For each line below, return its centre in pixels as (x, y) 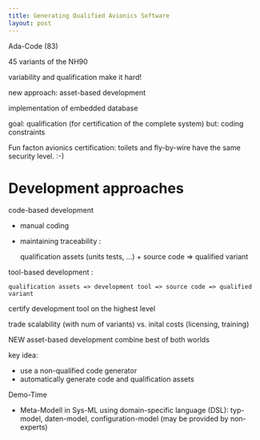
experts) (34, 427)
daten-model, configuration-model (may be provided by (136, 419)
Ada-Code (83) (33, 46)
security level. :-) (36, 156)
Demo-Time (28, 395)
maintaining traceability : (60, 242)
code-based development (51, 210)
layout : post (30, 23)
